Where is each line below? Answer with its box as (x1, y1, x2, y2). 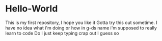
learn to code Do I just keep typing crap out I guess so (5, 30, 119, 36)
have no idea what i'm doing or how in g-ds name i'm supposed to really (5, 24, 157, 30)
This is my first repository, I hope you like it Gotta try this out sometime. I (5, 19, 158, 25)
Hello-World (5, 3, 58, 14)
